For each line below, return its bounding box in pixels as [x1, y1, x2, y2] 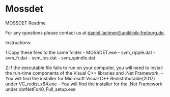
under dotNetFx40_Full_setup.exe [5, 86, 76, 92]
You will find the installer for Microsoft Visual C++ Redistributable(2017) [5, 75, 155, 81]
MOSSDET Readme [5, 20, 46, 26]
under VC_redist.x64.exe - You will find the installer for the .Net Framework [5, 81, 163, 87]
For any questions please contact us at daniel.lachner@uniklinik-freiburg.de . [5, 29, 165, 36]
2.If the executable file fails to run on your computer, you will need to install [5, 64, 163, 71]
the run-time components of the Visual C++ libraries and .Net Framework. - [5, 70, 163, 76]
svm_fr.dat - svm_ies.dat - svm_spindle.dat [5, 54, 96, 61]
